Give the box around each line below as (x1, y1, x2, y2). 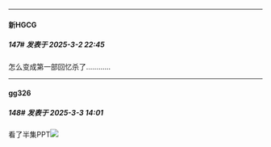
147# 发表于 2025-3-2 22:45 (8, 40, 105, 49)
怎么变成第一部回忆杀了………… (8, 61, 111, 71)
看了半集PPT (8, 130, 51, 140)
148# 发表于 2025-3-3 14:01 (8, 107, 104, 117)
